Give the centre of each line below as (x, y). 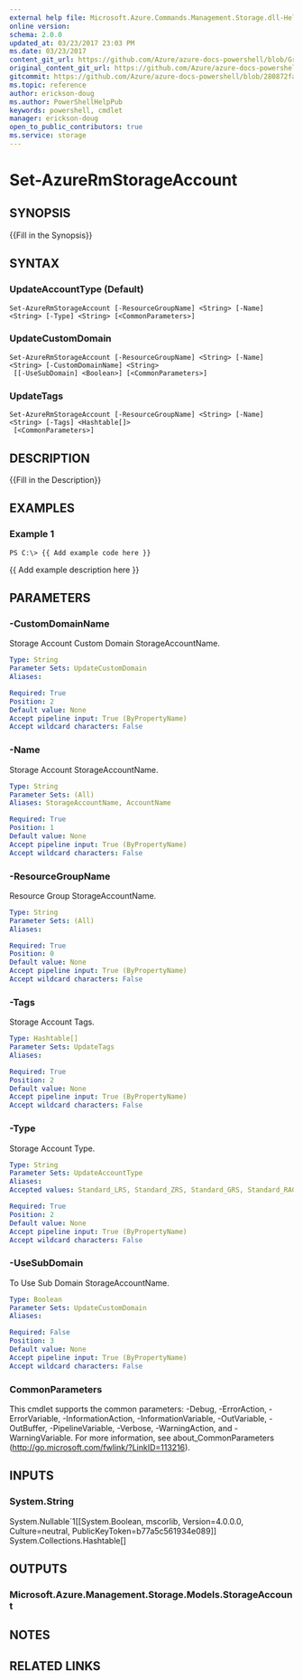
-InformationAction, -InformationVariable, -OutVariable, (165, 1419)
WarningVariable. (41, 1438)
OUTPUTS (38, 1569)
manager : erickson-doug (54, 118)
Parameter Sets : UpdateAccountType (76, 1173)
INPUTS (32, 1476)
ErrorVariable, (35, 1419)
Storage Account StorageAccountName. (84, 769)
